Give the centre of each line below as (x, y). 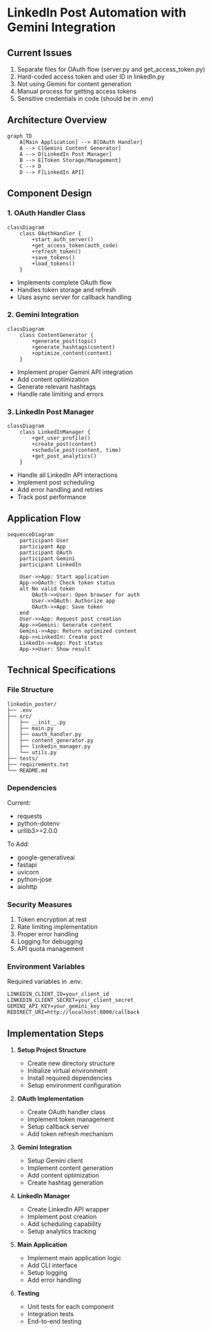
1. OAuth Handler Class (46, 213)
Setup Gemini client (55, 1161)
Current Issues (40, 53)
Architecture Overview (57, 120)
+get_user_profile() (61, 438)
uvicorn (28, 872)
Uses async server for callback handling (74, 297)
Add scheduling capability (64, 1224)
